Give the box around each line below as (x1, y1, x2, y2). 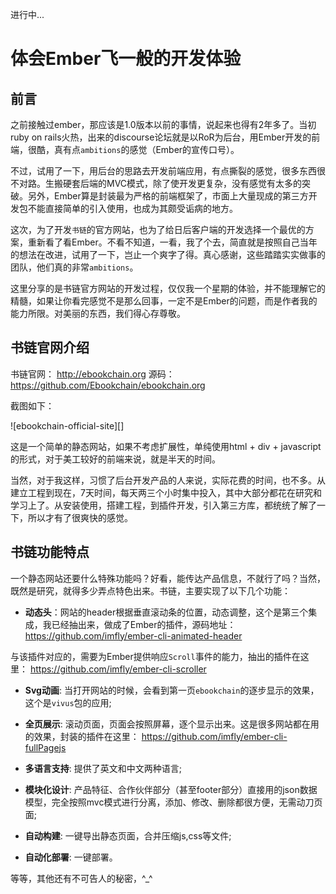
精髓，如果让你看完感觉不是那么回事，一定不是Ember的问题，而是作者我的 (10, 295, 318, 307)
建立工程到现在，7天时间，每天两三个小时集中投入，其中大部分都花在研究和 (10, 486, 322, 498)
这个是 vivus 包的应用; (24, 696, 112, 708)
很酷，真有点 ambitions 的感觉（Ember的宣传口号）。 (27, 144, 240, 155)
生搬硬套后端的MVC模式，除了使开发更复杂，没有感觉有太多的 (44, 178, 303, 189)
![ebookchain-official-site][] (10, 419, 125, 432)
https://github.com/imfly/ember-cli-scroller (29, 663, 207, 675)
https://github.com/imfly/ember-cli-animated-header (24, 629, 243, 642)
